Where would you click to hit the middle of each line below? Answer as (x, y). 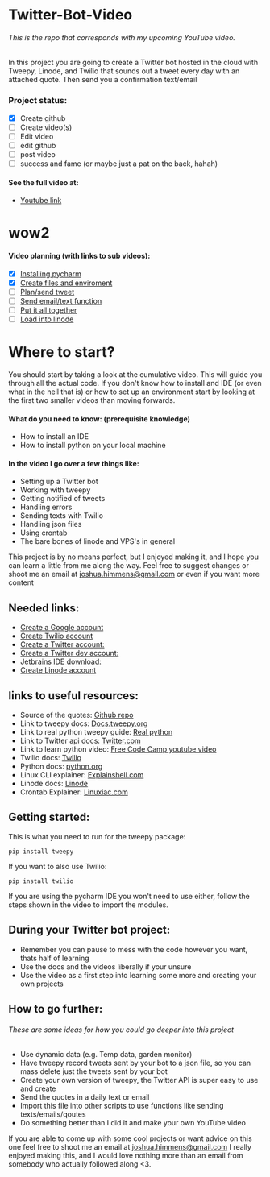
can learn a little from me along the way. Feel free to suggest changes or (129, 566)
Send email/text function (61, 300)
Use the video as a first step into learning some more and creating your (138, 975)
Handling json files (51, 524)
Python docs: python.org (61, 766)
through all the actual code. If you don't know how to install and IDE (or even (135, 383)
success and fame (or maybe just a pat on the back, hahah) (119, 164)
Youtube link (41, 201)
